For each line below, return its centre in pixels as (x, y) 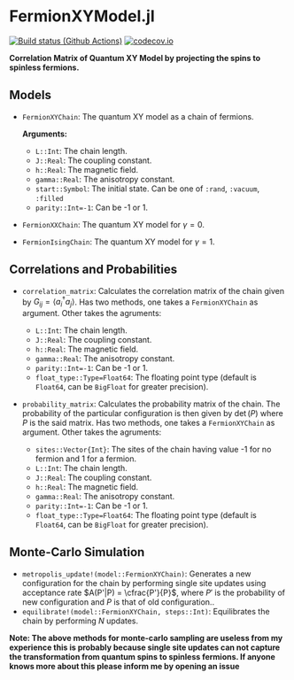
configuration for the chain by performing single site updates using (144, 583)
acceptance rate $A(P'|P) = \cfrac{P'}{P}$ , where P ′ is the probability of (154, 592)
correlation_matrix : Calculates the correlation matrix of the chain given (153, 290)
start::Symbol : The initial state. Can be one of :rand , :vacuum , (147, 189)
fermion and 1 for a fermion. (86, 459)
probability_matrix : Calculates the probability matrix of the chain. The (151, 404)
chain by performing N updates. (80, 621)
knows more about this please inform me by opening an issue (124, 666)
